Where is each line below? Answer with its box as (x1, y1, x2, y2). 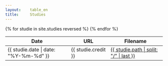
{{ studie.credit (70, 46, 106, 53)
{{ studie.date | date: (7, 46, 55, 53)
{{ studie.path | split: (110, 46, 158, 53)
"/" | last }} (110, 52, 135, 59)
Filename (124, 37, 147, 44)
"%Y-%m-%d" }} (7, 52, 49, 59)
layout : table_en (5, 7, 48, 12)
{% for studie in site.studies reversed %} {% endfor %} (5, 25, 118, 31)
